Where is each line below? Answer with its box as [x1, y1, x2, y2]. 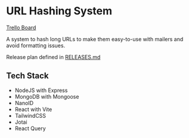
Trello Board [6, 24, 36, 31]
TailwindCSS [14, 112, 47, 119]
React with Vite [14, 106, 52, 113]
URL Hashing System [6, 4, 113, 18]
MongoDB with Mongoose [14, 93, 79, 100]
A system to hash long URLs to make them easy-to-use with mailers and [6, 35, 184, 42]
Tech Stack [6, 70, 49, 81]
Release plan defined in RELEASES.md [6, 53, 101, 60]
